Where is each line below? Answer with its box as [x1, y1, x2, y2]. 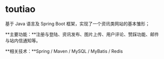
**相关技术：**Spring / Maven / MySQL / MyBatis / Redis [5, 48, 123, 54]
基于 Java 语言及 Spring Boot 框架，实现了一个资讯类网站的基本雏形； [5, 20, 150, 26]
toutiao [5, 3, 36, 15]
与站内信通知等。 [5, 37, 41, 43]
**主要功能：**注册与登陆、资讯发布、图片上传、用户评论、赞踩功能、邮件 [5, 31, 159, 37]
